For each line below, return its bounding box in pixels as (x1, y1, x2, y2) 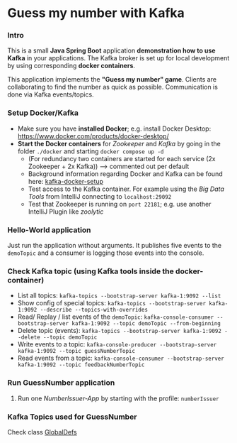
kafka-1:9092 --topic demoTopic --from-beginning (71, 320, 221, 327)
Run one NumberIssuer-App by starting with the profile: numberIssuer (17, 394, 219, 403)
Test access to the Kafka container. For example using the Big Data (28, 185, 225, 193)
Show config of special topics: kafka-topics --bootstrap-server (17, 299, 207, 307)
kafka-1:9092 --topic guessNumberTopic (17, 348, 136, 355)
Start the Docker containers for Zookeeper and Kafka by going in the (17, 139, 221, 148)
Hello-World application (7, 225, 91, 235)
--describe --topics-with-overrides (40, 307, 149, 314)
